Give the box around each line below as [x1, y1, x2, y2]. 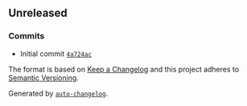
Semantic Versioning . [8, 72, 79, 83]
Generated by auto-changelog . [8, 88, 109, 98]
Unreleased [8, 6, 68, 20]
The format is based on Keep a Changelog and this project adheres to [8, 64, 240, 74]
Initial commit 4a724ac [19, 48, 93, 59]
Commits [8, 31, 45, 42]
